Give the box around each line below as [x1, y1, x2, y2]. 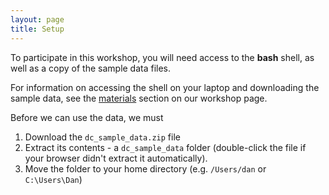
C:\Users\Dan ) [24, 173, 83, 185]
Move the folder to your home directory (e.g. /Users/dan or [24, 162, 267, 175]
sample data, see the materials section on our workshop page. [10, 92, 268, 104]
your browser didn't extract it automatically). [24, 152, 208, 164]
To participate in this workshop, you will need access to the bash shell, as [10, 51, 315, 63]
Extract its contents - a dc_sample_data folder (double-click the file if [24, 141, 307, 153]
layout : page [10, 14, 65, 25]
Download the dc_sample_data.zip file [24, 131, 181, 143]
